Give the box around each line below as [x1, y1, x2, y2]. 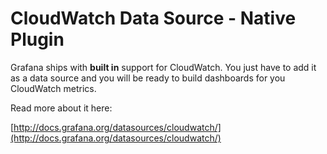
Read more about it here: [10, 102, 113, 114]
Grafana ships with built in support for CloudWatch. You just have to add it [10, 61, 317, 73]
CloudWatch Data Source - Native [10, 7, 297, 30]
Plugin [10, 28, 65, 51]
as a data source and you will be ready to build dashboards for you [10, 72, 286, 84]
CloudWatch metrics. [10, 82, 97, 94]
